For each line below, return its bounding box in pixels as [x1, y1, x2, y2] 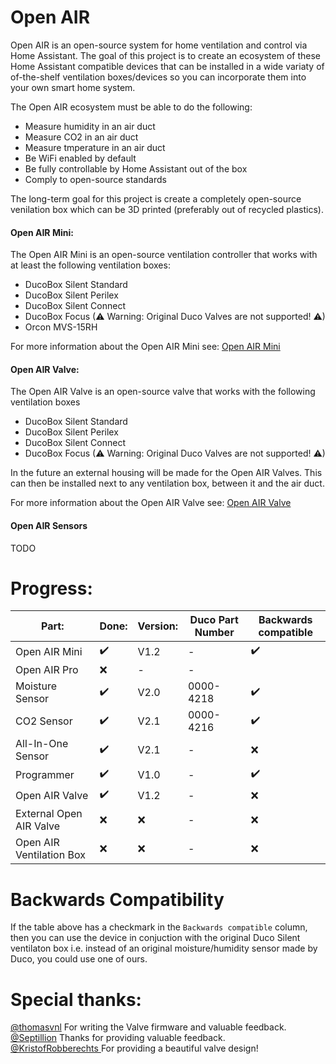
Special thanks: [10, 988, 142, 1011]
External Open [15, 807, 83, 821]
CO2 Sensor [15, 714, 73, 728]
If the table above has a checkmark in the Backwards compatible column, [10, 921, 308, 933]
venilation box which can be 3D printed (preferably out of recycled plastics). [10, 203, 324, 215]
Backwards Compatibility [10, 888, 225, 911]
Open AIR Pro [15, 663, 79, 677]
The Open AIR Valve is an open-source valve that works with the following [10, 386, 316, 398]
